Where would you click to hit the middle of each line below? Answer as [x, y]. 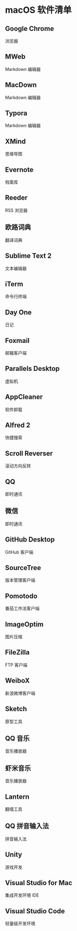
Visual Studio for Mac [39, 883]
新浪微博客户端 [20, 693]
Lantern [17, 796]
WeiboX [17, 681]
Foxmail [17, 341]
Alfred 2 [18, 425]
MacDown [21, 85]
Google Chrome [30, 28]
